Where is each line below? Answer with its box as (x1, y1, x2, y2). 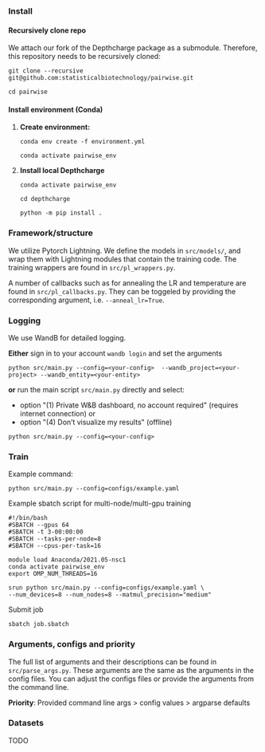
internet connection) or (19, 408, 95, 418)
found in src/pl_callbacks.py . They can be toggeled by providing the (8, 286, 236, 296)
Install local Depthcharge (19, 166, 105, 175)
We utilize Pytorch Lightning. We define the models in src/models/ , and (8, 246, 241, 255)
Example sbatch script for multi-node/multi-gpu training (8, 498, 192, 508)
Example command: (8, 469, 73, 479)
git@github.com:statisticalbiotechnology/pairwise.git (8, 74, 194, 82)
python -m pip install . (19, 209, 103, 217)
